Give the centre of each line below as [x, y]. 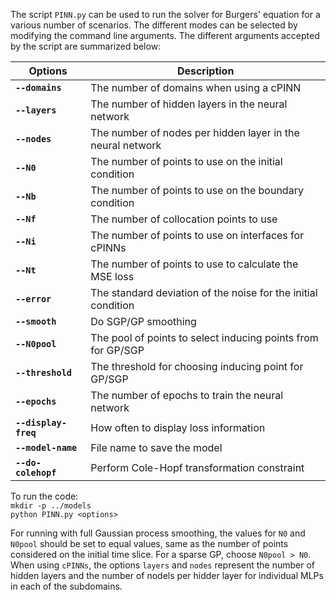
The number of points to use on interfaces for [197, 235]
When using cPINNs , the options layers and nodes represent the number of [163, 565]
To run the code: [44, 496]
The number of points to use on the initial [186, 161]
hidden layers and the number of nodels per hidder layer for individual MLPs [167, 575]
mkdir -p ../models [51, 506]
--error [33, 299]
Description [205, 71]
